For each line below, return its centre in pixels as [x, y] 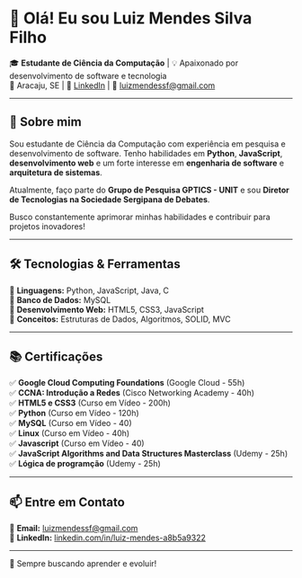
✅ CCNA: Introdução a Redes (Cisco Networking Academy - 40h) [132, 393]
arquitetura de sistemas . [56, 172]
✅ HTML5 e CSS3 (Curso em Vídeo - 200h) [90, 403]
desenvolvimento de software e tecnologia [88, 76]
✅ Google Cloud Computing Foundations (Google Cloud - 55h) [127, 383]
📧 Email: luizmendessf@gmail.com [74, 529]
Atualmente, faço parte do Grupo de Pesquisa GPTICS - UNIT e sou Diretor [150, 190]
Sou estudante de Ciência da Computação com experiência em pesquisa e [147, 144]
